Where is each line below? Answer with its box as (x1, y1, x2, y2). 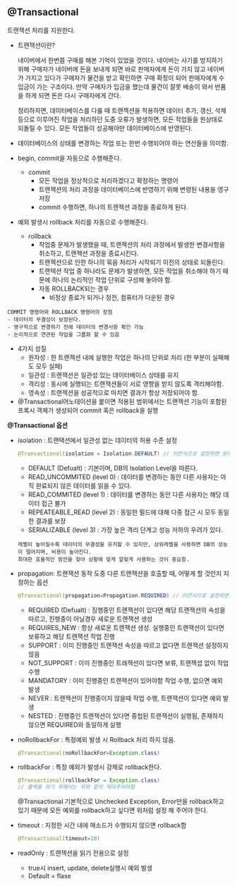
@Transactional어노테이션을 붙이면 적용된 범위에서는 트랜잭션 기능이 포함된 (17, 397, 227, 406)
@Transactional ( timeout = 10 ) (17, 835, 100, 842)
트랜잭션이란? (17, 41, 56, 49)
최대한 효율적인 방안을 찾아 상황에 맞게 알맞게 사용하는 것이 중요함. (17, 556, 190, 563)
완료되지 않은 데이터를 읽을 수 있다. (35, 481, 132, 490)
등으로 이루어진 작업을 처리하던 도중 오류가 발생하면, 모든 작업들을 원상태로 (17, 115, 224, 123)
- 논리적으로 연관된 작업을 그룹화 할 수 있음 (7, 331, 120, 338)
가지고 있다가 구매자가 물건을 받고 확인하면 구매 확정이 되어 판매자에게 (25, 73, 217, 82)
